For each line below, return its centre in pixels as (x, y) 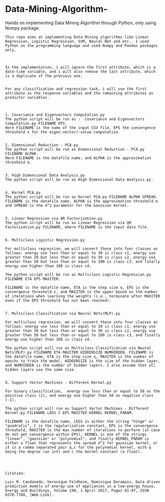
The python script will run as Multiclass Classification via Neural (78, 348)
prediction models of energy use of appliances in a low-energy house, (80, 486)
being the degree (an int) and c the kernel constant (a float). (74, 452)
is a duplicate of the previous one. (44, 76)
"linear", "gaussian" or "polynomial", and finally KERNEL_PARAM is (77, 439)
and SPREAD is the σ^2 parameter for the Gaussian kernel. (67, 205)
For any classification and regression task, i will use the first (76, 89)
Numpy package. (23, 28)
